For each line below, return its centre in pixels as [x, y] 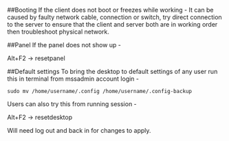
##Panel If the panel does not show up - [64, 45]
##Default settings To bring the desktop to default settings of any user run [112, 72]
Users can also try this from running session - [72, 104]
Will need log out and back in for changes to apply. [79, 130]
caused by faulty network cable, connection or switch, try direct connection [115, 17]
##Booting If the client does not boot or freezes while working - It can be [110, 10]
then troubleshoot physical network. [58, 31]
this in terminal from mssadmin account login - [73, 79]
